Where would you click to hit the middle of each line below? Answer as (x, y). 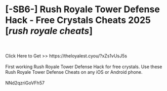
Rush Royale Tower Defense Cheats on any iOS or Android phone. (74, 72)
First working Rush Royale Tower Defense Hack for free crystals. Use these (84, 67)
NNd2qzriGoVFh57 (25, 83)
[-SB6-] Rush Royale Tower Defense (83, 9)
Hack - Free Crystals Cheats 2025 (78, 20)
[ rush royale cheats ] (49, 31)
